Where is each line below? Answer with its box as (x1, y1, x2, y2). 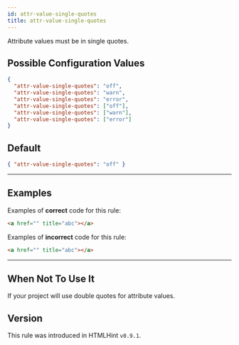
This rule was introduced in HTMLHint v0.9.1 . (7, 331, 142, 340)
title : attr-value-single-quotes (7, 17, 107, 24)
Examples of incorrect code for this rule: (7, 233, 127, 241)
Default (7, 142, 41, 154)
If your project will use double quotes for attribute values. (7, 292, 176, 300)
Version (7, 312, 43, 324)
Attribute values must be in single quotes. (7, 36, 129, 45)
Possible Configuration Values (7, 57, 145, 69)
